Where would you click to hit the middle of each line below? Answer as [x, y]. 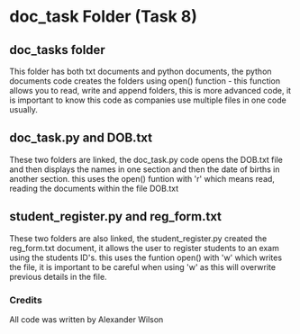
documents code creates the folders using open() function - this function [145, 81]
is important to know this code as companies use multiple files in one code [148, 100]
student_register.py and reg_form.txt [116, 217]
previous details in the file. [58, 276]
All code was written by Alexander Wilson [86, 319]
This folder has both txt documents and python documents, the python [141, 71]
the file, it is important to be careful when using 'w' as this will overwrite [143, 266]
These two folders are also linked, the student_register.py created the [138, 238]
